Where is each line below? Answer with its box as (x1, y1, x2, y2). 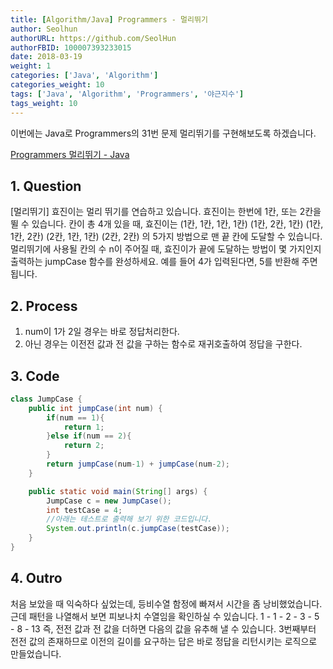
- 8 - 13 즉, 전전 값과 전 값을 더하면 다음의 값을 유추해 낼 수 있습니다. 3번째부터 (10, 622, 317, 635)
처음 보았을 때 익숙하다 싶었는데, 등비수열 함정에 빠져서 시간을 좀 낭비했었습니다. (10, 597, 323, 610)
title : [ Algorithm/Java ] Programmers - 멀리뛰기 (10, 14, 208, 25)
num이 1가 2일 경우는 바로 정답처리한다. (24, 326, 180, 338)
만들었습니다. (10, 647, 62, 660)
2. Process (10, 297, 78, 315)
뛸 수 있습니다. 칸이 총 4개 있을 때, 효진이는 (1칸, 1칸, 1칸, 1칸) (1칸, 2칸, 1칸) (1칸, (10, 218, 324, 230)
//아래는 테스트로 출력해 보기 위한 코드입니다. (46, 514, 213, 525)
